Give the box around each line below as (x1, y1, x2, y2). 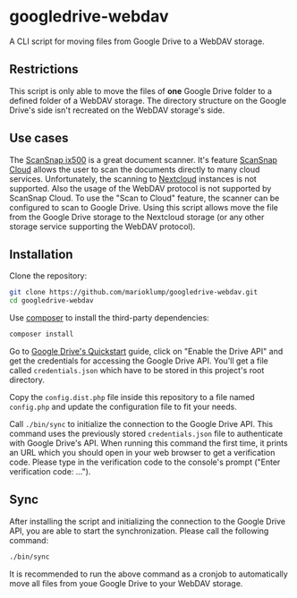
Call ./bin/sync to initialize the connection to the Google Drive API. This (9, 419, 274, 429)
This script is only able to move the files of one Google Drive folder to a (9, 85, 273, 96)
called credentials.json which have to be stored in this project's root (9, 365, 265, 375)
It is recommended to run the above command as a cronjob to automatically (9, 568, 288, 579)
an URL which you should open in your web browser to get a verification (9, 448, 276, 457)
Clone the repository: (9, 270, 88, 281)
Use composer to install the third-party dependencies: (9, 312, 210, 323)
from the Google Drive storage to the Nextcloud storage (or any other (9, 211, 265, 222)
